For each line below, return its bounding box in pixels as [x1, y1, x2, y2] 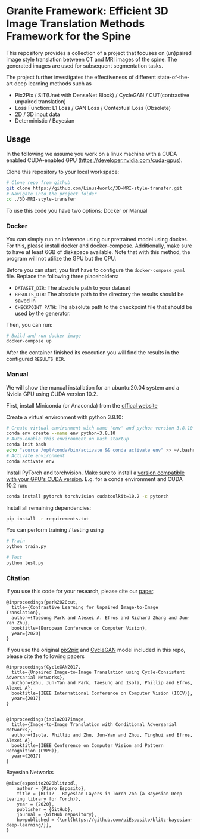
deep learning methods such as [14, 79, 92, 87]
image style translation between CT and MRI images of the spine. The [6, 56, 177, 63]
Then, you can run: [6, 321, 52, 328]
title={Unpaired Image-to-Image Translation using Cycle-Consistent [11, 669, 185, 676]
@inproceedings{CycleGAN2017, [6, 665, 82, 670]
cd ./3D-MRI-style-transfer [6, 196, 76, 203]
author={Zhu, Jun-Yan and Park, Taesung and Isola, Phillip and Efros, [11, 680, 193, 686]
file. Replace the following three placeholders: [6, 272, 119, 280]
